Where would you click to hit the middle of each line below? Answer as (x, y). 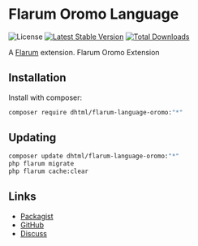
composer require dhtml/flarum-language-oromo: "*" (96, 112)
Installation (37, 78)
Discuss (33, 233)
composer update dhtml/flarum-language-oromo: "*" (94, 156)
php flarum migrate (41, 164)
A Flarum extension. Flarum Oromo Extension (84, 52)
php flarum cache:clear (49, 171)
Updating (32, 138)
